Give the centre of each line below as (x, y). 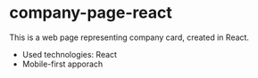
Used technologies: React (70, 54)
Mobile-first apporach (62, 64)
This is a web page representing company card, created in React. (129, 37)
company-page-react (91, 13)
